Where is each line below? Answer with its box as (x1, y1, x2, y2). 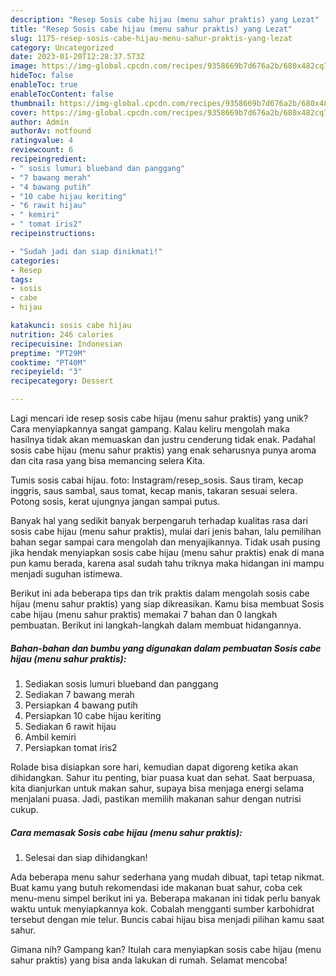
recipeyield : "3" (10, 367, 83, 377)
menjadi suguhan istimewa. (10, 568, 123, 580)
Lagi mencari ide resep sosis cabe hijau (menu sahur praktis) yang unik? (10, 412, 309, 424)
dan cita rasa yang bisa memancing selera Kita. (10, 455, 206, 466)
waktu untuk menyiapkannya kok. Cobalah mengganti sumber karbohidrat (10, 902, 315, 915)
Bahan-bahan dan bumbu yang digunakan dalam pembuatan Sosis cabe (10, 642, 322, 654)
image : (10, 61, 38, 71)
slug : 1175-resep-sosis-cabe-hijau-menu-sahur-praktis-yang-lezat (10, 33, 293, 43)
